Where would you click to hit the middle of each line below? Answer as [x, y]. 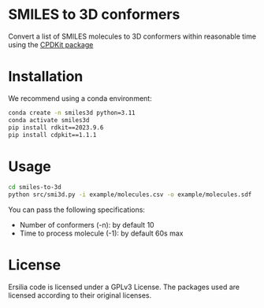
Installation [46, 77]
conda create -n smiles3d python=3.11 [72, 113]
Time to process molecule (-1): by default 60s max [101, 233]
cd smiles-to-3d [35, 187]
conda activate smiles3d [49, 120]
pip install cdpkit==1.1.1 [52, 135]
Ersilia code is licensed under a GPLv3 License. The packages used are [124, 287]
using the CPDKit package [51, 44]
